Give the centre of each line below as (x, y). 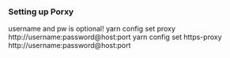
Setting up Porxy (41, 12)
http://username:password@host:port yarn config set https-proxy (115, 37)
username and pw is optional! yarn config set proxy (92, 29)
